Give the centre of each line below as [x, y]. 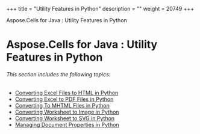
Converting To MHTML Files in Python [62, 106]
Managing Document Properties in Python [67, 125]
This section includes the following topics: [58, 74]
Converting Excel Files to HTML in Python [67, 93]
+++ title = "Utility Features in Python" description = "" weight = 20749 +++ [100, 9]
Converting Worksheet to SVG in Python [65, 118]
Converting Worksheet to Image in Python [67, 112]
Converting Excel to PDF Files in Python [64, 99]
